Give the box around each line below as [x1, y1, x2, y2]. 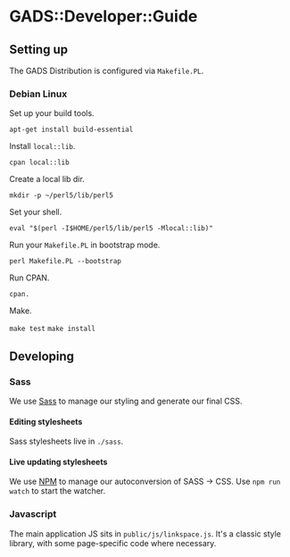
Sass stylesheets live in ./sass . [9, 436, 124, 447]
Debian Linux [9, 87, 68, 100]
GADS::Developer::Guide [9, 6, 198, 27]
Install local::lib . [9, 141, 76, 152]
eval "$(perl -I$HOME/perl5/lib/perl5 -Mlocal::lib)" [9, 224, 214, 233]
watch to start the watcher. [9, 486, 106, 496]
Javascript [9, 508, 57, 520]
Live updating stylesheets [9, 456, 108, 467]
